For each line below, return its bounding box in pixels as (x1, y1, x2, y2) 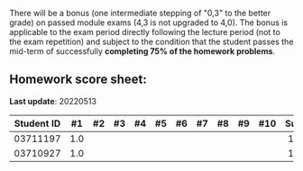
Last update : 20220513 (9, 95, 97, 106)
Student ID (14, 117, 61, 130)
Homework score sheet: (9, 72, 147, 87)
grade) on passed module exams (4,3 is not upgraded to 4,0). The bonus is (9, 17, 289, 28)
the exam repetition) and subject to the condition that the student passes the (9, 36, 294, 47)
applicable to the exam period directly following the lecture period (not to (9, 27, 281, 37)
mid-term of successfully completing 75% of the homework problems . (9, 46, 276, 57)
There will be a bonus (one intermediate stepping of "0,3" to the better (9, 8, 271, 18)
